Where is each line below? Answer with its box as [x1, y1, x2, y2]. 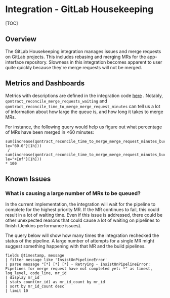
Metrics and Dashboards [5, 79, 85, 88]
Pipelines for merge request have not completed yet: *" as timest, [5, 266, 153, 271]
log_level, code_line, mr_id [5, 271, 67, 276]
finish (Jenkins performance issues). [5, 223, 82, 229]
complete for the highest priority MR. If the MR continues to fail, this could [5, 207, 159, 213]
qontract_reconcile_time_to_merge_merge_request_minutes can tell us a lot [5, 103, 160, 109]
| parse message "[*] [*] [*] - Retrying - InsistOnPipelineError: [5, 262, 151, 267]
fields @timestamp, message [5, 253, 65, 258]
